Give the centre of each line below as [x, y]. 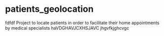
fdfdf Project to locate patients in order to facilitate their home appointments [82, 23]
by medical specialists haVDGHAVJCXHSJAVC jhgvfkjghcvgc [67, 28]
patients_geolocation [49, 9]
